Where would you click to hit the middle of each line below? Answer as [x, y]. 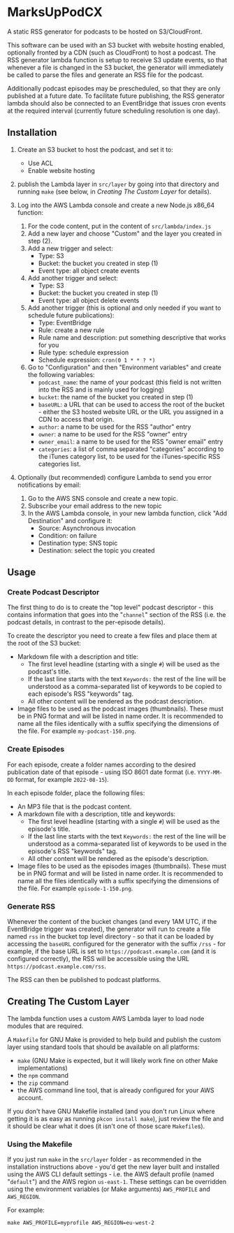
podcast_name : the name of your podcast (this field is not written [130, 382]
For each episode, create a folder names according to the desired [102, 764]
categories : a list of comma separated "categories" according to [131, 449]
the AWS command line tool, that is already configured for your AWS [116, 1090]
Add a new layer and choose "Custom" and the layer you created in [125, 233]
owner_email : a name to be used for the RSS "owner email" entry [131, 441]
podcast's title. [49, 671]
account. [30, 1097]
